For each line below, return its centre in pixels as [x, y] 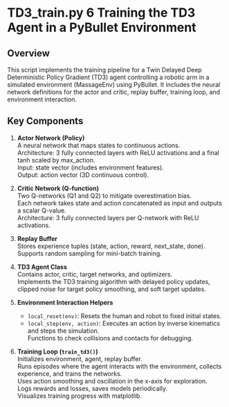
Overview [29, 53]
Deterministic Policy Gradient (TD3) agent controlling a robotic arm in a [108, 77]
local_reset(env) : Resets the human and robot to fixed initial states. [125, 316]
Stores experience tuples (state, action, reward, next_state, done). [111, 246]
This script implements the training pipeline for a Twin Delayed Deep [104, 70]
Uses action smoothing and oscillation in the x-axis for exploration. [112, 381]
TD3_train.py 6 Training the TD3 [101, 13]
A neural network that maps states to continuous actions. [99, 145]
